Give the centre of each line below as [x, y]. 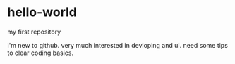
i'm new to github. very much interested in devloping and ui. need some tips [117, 45]
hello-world [42, 12]
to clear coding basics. [41, 53]
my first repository [34, 32]
